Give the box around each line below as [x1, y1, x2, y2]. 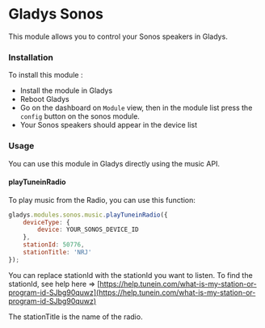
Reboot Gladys [19, 95, 70, 104]
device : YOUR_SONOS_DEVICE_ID [37, 225, 139, 234]
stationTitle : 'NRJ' [23, 248, 92, 257]
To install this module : [8, 70, 83, 80]
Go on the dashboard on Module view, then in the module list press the [19, 103, 253, 113]
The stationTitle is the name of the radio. [8, 312, 143, 322]
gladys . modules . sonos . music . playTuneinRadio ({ [8, 211, 168, 219]
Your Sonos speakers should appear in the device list [19, 120, 198, 130]
